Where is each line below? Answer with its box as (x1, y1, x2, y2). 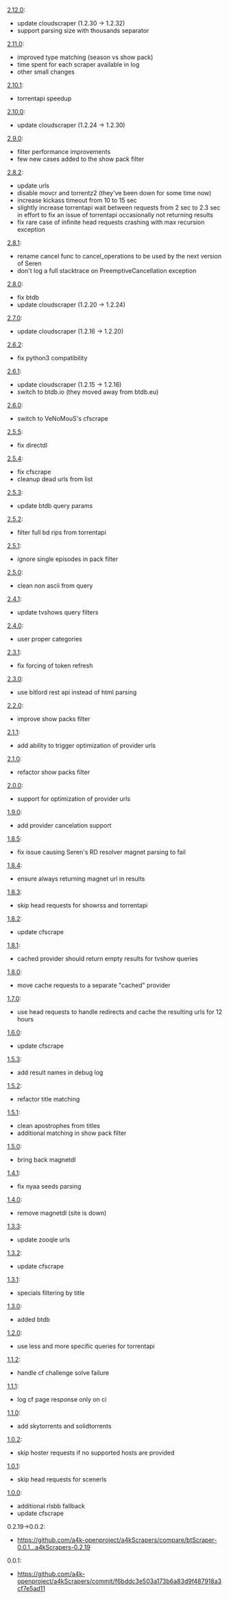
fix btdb (16, 294, 40, 301)
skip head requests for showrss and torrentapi (16, 901, 148, 909)
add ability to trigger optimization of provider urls (16, 742, 156, 749)
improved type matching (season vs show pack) (16, 53, 154, 61)
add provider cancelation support (16, 821, 112, 829)
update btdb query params (16, 502, 93, 509)
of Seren (16, 259, 42, 267)
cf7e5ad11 (16, 1585, 46, 1592)
